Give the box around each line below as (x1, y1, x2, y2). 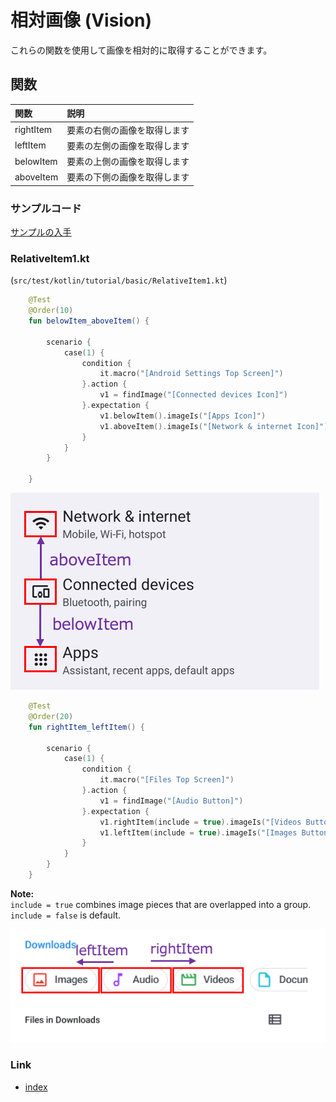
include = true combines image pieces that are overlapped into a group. (10, 898, 312, 910)
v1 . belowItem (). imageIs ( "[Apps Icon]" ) (99, 411, 267, 421)
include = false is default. (10, 909, 122, 921)
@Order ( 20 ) (28, 711, 74, 721)
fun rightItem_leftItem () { (28, 722, 145, 732)
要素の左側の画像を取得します (66, 139, 190, 151)
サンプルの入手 (10, 226, 72, 238)
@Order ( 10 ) (28, 306, 74, 316)
